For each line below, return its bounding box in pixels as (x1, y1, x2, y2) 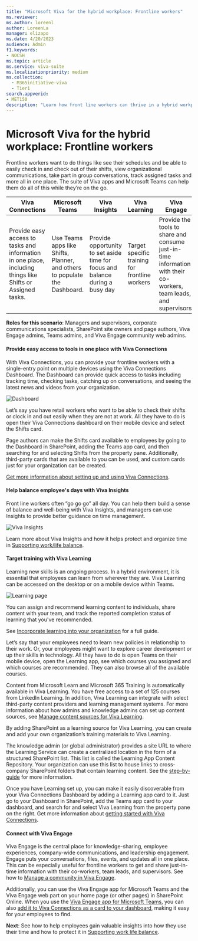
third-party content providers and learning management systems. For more (6, 700, 189, 708)
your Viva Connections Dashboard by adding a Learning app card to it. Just (6, 791, 190, 798)
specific (127, 249, 150, 257)
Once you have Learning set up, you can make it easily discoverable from (6, 785, 184, 792)
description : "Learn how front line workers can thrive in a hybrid (6, 101, 178, 108)
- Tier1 (11, 86, 31, 91)
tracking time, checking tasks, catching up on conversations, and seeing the (6, 377, 192, 384)
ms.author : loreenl (6, 19, 54, 25)
